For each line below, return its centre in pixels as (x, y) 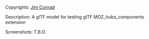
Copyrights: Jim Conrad (30, 7)
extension (16, 22)
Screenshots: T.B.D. (26, 32)
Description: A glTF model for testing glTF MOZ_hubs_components (75, 17)
